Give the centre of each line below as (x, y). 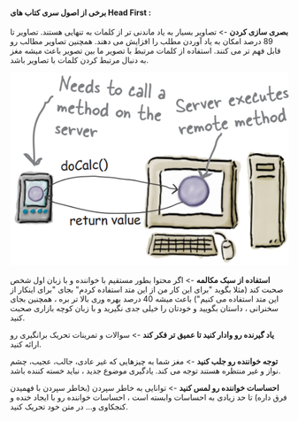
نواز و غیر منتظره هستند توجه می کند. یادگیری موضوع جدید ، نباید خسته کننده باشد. (145, 371)
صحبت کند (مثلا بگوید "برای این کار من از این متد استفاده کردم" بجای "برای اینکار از (147, 290)
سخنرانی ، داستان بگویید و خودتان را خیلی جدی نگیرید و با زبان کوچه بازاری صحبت (145, 309)
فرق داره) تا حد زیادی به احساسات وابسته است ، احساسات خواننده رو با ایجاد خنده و (149, 397)
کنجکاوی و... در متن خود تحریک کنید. (69, 407)
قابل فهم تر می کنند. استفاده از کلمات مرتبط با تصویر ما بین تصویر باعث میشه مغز (145, 51)
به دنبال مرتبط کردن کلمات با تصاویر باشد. (80, 60)
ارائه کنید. (26, 344)
